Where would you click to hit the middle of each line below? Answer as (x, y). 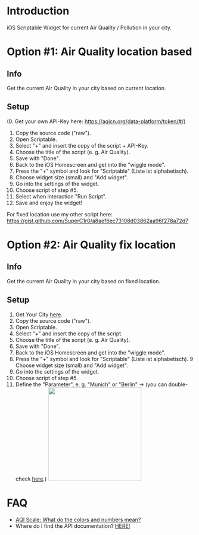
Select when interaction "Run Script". (61, 196)
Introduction (38, 11)
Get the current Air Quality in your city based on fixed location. (83, 281)
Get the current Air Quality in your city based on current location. (86, 88)
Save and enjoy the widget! (49, 203)
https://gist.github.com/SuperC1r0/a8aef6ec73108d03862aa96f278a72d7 (98, 221)
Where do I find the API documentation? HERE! (73, 526)
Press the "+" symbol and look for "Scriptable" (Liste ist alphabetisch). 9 (104, 359)
